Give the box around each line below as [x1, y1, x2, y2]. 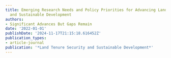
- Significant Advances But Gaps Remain [5, 21, 93, 27]
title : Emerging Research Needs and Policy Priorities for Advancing [5, 7, 156, 13]
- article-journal [5, 40, 44, 45]
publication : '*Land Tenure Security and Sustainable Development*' [5, 45, 154, 50]
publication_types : [5, 36, 47, 41]
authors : [5, 17, 24, 22]
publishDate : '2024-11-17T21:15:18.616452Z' [5, 31, 101, 36]
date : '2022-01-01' [5, 26, 47, 31]
